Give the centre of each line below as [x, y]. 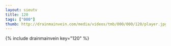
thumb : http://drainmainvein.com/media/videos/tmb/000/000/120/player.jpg [86, 24]
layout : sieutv [21, 10]
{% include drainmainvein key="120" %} [47, 38]
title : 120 [17, 15]
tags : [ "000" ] [20, 19]
